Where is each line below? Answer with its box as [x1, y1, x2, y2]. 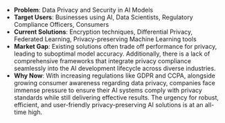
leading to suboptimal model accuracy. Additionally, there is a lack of [13, 49, 210, 58]
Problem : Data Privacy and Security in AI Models [13, 6, 154, 14]
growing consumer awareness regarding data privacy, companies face [13, 79, 216, 87]
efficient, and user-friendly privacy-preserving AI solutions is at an [13, 101, 204, 109]
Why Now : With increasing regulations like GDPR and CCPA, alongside [13, 71, 216, 80]
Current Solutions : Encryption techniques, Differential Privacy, [13, 27, 193, 36]
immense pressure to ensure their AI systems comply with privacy [13, 86, 203, 94]
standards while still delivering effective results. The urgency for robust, [13, 93, 219, 102]
